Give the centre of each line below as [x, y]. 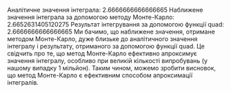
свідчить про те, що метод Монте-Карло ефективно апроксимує [102, 53]
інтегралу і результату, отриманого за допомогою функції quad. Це [106, 46]
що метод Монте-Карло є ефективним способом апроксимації [100, 75]
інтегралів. [23, 82]
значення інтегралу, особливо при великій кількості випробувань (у [108, 61]
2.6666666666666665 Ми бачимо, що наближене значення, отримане [111, 31]
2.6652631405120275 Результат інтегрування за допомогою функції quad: [115, 24]
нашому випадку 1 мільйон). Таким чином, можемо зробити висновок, [111, 68]
